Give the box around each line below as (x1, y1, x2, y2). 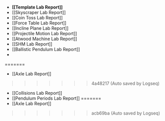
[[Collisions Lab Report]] (11, 90, 63, 96)
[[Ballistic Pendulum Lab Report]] (11, 47, 80, 52)
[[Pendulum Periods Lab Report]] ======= (11, 95, 102, 101)
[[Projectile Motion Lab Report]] (11, 31, 77, 36)
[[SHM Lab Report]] (11, 41, 53, 47)
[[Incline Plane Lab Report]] (11, 25, 69, 31)
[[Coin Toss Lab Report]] (11, 15, 63, 20)
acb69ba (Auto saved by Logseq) (91, 110, 161, 116)
